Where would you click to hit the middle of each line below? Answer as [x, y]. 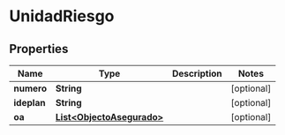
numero [30, 88]
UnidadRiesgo [62, 16]
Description [197, 74]
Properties [39, 49]
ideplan [30, 103]
